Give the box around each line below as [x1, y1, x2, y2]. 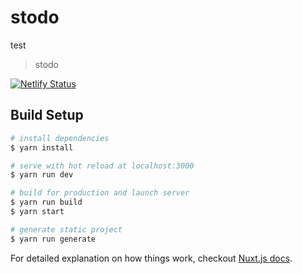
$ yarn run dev [10, 170, 74, 180]
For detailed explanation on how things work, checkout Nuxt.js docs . [10, 252, 293, 264]
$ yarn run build [10, 197, 83, 208]
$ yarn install [10, 142, 74, 153]
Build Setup [10, 107, 84, 124]
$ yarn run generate [10, 234, 97, 244]
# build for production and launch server [10, 188, 190, 198]
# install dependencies [10, 133, 110, 143]
